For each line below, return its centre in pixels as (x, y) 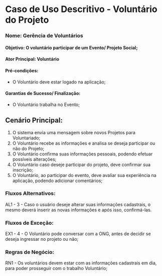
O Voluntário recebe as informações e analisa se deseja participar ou (84, 143)
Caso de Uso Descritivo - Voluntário (81, 9)
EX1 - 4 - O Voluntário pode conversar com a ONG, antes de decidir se (78, 234)
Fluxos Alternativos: (30, 194)
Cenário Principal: (34, 120)
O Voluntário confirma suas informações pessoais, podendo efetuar (83, 154)
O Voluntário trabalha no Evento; (46, 105)
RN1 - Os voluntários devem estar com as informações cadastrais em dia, (81, 263)
